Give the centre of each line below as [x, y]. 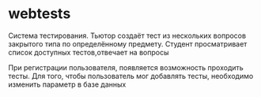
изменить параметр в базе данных [67, 84]
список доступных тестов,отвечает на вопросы [89, 52]
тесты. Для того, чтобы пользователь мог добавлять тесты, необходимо [131, 76]
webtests [40, 14]
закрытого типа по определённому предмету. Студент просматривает [128, 43]
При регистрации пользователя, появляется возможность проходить [126, 67]
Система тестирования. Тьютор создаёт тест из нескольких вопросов [127, 35]
